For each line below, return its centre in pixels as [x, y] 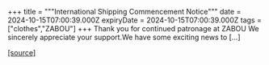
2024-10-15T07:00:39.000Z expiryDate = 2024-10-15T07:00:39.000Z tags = [134, 20]
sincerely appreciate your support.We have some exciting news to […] [124, 37]
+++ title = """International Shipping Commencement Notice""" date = [124, 12]
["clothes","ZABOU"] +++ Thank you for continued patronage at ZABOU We [133, 28]
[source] [22, 53]
